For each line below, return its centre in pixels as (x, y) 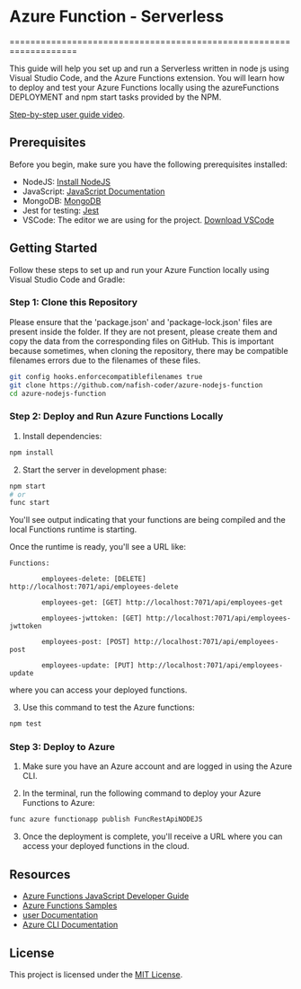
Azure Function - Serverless (117, 17)
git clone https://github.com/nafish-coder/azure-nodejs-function (136, 385)
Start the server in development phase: (94, 470)
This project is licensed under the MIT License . (96, 974)
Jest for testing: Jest (61, 210)
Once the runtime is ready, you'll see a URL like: (98, 547)
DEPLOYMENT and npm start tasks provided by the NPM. (115, 97)
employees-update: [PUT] (88, 666)
